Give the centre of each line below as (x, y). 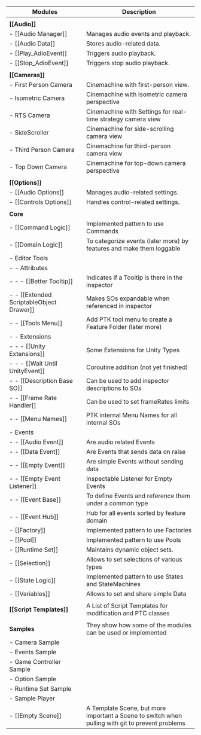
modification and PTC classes (128, 613)
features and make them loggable (133, 248)
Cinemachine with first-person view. (138, 85)
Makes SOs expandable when (128, 298)
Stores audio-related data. (123, 43)
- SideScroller (29, 132)
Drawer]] (22, 309)
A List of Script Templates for (127, 606)
